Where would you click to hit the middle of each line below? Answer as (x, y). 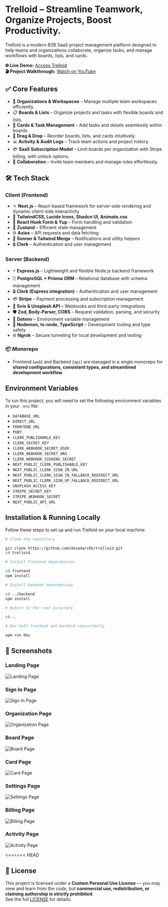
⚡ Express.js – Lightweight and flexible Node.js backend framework (83, 270)
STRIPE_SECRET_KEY (32, 491)
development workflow (37, 373)
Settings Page (23, 786)
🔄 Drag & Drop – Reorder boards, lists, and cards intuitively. (74, 135)
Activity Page (22, 834)
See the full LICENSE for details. (39, 899)
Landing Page (22, 665)
